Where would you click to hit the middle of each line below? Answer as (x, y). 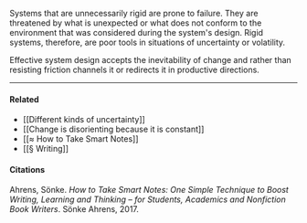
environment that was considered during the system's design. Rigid (136, 32)
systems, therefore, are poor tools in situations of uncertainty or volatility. (148, 42)
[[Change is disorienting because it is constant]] (113, 129)
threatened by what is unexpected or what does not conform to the (136, 23)
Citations (27, 169)
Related (24, 99)
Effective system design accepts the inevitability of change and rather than (151, 60)
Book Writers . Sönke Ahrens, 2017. (74, 209)
